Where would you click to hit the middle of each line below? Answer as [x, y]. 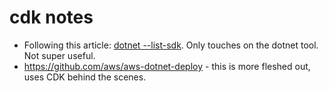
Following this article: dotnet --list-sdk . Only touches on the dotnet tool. [171, 45]
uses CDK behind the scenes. [85, 77]
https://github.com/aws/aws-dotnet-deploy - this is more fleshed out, [167, 66]
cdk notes [51, 17]
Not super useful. [59, 55]
